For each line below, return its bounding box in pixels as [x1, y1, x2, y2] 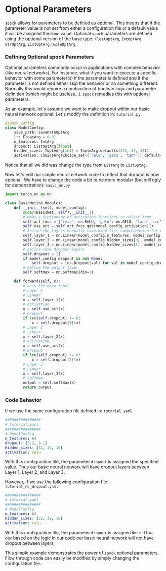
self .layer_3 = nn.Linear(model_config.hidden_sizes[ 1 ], [23, 242, 142, 247]
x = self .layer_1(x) [23, 297, 65, 302]
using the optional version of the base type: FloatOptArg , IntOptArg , [5, 36, 143, 42]
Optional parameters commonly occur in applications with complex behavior [5, 64, 161, 70]
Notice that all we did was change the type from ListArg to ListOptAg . [5, 162, 147, 168]
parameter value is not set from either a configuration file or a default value [5, 25, 158, 31]
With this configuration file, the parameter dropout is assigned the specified [5, 459, 159, 465]
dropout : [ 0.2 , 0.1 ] [5, 441, 48, 445]
